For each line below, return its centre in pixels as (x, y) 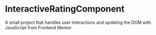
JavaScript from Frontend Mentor (38, 27)
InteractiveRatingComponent (65, 9)
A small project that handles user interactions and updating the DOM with (78, 22)
